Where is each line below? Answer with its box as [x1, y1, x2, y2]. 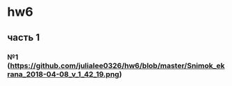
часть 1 [7, 32, 40, 43]
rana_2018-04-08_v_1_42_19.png [7, 69, 119, 79]
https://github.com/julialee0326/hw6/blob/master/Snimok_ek [10, 61, 225, 70]
